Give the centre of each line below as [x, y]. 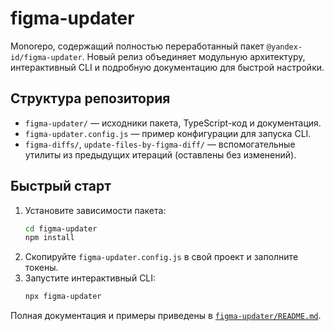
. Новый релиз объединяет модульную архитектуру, [193, 56]
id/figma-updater [46, 57]
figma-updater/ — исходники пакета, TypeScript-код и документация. [173, 123]
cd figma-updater [61, 228]
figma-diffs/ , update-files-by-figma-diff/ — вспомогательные [160, 144]
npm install [49, 238]
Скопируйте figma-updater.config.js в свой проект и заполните [161, 257]
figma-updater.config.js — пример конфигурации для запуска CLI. [168, 133]
